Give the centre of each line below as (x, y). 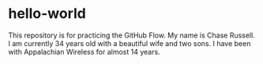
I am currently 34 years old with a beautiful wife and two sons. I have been (130, 43)
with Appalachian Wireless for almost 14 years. (84, 52)
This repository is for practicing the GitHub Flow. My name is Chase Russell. (131, 35)
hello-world (47, 14)
